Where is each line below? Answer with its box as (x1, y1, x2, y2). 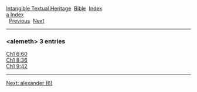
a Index (6, 11, 24, 18)
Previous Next (8, 17, 45, 24)
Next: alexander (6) (6, 80, 53, 87)
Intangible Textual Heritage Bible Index (6, 5, 103, 12)
